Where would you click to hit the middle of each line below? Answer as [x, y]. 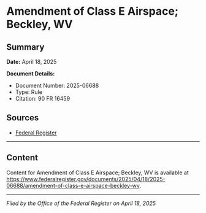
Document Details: [31, 74]
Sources [23, 118]
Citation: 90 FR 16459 [43, 99]
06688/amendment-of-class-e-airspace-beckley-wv [73, 185]
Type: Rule [29, 92]
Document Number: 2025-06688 [57, 85]
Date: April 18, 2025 [32, 62]
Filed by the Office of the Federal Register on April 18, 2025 [81, 203]
